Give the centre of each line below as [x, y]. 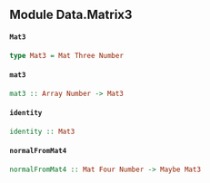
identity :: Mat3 [42, 131]
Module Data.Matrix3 [71, 15]
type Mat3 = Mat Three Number [67, 55]
